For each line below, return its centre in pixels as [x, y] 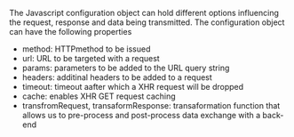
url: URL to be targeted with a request [91, 58]
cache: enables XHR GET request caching [99, 96]
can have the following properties [71, 32]
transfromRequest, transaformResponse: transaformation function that [151, 105]
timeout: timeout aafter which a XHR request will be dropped [133, 87]
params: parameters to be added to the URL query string [126, 68]
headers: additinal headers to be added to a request [117, 77]
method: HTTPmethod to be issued [86, 49]
